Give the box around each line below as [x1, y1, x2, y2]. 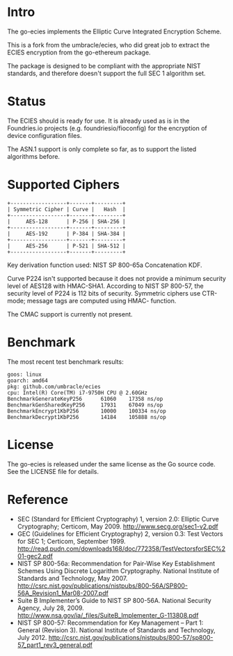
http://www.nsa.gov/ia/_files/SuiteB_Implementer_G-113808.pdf [17, 611, 199, 619]
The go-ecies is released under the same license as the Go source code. [7, 459, 216, 468]
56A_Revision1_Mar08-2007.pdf [17, 588, 109, 597]
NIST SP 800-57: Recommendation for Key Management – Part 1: [17, 618, 204, 627]
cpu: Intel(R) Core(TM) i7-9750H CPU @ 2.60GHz [7, 389, 148, 396]
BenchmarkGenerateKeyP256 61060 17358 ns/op [7, 395, 163, 402]
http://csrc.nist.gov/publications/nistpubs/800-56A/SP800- [17, 581, 188, 590]
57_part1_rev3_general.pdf [17, 641, 93, 649]
